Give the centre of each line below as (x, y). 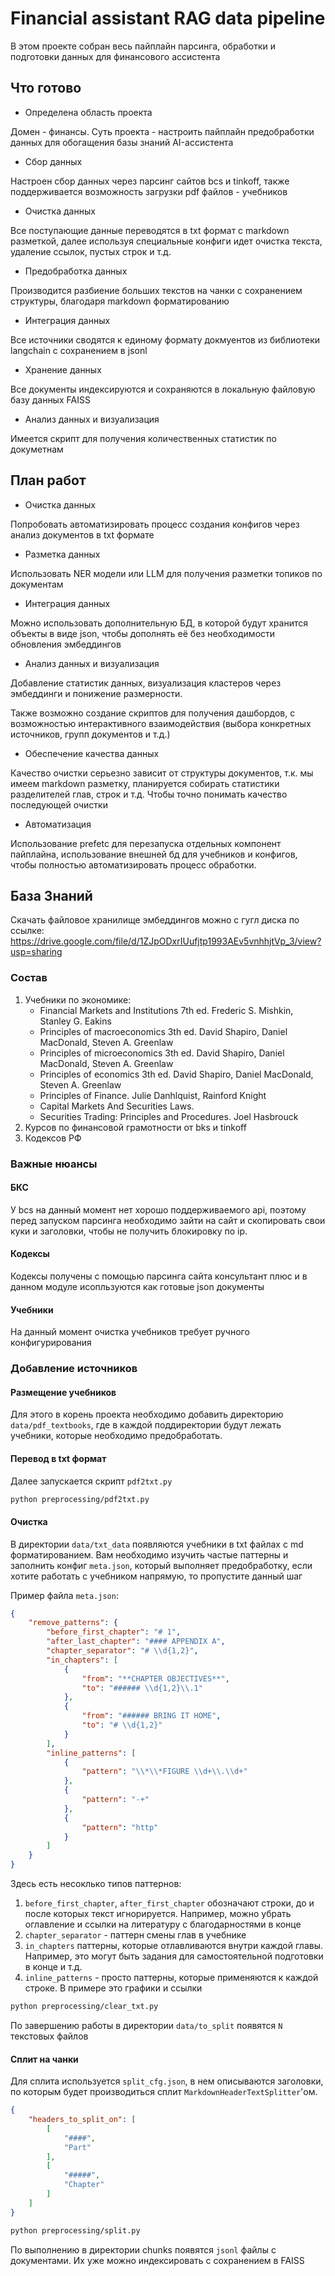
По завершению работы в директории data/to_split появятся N (146, 2025)
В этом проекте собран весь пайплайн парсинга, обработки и (143, 46)
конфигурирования (51, 1343)
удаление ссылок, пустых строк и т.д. (91, 251)
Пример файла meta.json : (64, 1595)
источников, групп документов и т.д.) (90, 734)
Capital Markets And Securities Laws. (117, 1106)
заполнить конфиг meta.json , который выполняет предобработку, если (161, 1565)
